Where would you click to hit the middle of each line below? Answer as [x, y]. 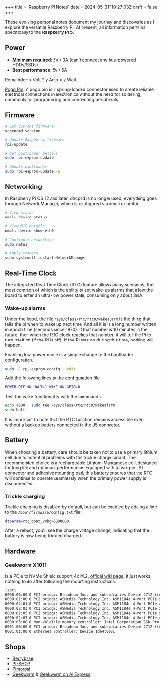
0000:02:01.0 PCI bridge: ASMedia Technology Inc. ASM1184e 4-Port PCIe [81, 604]
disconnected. [20, 483]
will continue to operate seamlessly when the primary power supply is [76, 478]
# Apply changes [22, 253]
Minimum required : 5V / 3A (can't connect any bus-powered [74, 60]
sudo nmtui [16, 244]
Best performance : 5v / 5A [40, 70]
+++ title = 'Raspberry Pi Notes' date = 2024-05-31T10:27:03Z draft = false [81, 7]
